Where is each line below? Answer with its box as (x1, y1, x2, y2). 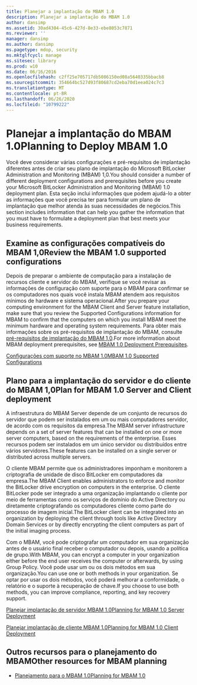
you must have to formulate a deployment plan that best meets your (6, 215, 171, 222)
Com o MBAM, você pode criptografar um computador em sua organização (6, 539, 189, 546)
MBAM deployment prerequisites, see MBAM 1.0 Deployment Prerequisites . (6, 341, 189, 348)
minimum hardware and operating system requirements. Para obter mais (6, 322, 182, 329)
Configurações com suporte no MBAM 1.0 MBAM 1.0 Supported (6, 352, 159, 359)
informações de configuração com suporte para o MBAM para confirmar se (6, 285, 189, 292)
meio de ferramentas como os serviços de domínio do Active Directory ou (6, 496, 185, 503)
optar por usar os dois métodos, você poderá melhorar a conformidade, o (6, 576, 185, 583)
